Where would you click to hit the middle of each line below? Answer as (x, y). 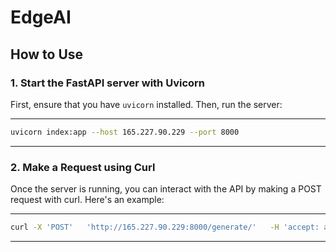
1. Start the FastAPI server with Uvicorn (108, 83)
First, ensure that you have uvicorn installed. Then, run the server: (146, 104)
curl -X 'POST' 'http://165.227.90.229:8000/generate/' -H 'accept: (165, 227)
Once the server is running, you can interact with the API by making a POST (166, 189)
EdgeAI (41, 17)
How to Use (47, 54)
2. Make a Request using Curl (83, 167)
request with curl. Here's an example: (87, 200)
